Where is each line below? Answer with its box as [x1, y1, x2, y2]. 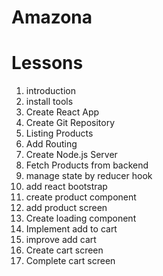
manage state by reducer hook [25, 170, 153, 182]
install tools [25, 96, 74, 108]
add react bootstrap [25, 181, 108, 193]
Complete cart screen [25, 255, 116, 267]
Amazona [11, 6, 93, 29]
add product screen [25, 202, 108, 214]
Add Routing [25, 138, 78, 150]
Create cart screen [25, 244, 104, 256]
